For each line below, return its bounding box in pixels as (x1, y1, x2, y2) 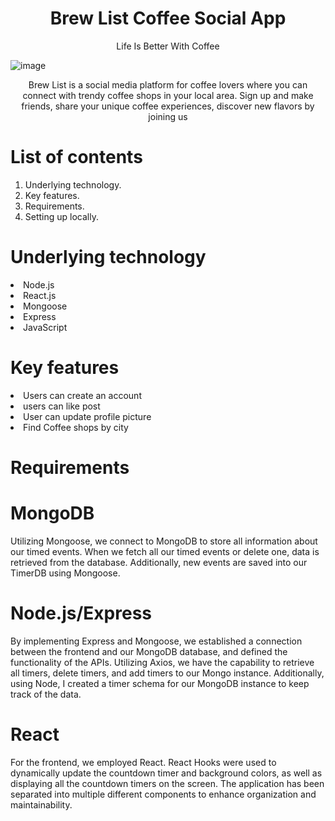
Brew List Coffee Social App (49, 7, 287, 30)
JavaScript (23, 321, 68, 333)
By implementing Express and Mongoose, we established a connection (10, 635, 303, 647)
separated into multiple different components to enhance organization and (10, 788, 317, 800)
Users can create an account (23, 389, 142, 401)
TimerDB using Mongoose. (10, 567, 121, 579)
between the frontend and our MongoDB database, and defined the (10, 645, 288, 657)
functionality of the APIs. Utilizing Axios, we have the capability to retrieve (10, 656, 315, 668)
